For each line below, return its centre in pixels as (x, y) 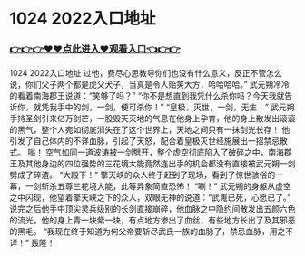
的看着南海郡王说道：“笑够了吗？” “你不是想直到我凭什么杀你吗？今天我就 (147, 96)
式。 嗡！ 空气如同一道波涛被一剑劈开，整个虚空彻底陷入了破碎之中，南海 (147, 152)
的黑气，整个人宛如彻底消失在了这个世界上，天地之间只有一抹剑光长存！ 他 (150, 130)
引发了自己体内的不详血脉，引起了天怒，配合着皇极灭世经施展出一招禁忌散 (148, 141)
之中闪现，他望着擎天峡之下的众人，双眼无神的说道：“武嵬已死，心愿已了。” (150, 198)
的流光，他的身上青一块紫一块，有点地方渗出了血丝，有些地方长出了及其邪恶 (152, 220)
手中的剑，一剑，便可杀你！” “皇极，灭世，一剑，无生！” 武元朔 (176, 107)
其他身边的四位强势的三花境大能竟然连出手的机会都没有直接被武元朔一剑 (160, 164)
